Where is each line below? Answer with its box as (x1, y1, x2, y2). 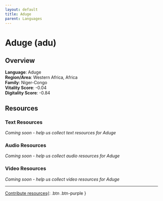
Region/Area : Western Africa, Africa (5, 74, 78, 80)
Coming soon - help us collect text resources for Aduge (5, 130, 116, 136)
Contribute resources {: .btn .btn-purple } (5, 190, 86, 196)
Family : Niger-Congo (5, 80, 48, 86)
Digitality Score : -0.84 (5, 90, 50, 96)
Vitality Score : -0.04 (5, 85, 47, 91)
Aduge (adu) (5, 37, 57, 48)
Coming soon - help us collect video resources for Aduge (5, 176, 120, 182)
